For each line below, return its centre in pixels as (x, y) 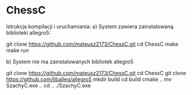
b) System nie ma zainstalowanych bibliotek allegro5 (70, 62)
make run (18, 50)
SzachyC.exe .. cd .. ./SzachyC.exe (49, 85)
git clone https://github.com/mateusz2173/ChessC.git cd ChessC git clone (96, 73)
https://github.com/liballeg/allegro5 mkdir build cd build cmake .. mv (89, 79)
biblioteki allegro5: (29, 32)
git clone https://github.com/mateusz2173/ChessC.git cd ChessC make (92, 44)
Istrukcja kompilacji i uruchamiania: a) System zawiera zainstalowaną (90, 26)
